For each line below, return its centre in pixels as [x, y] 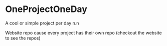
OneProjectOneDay [46, 9]
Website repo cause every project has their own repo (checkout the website [83, 32]
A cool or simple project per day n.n [42, 23]
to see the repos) [23, 38]
